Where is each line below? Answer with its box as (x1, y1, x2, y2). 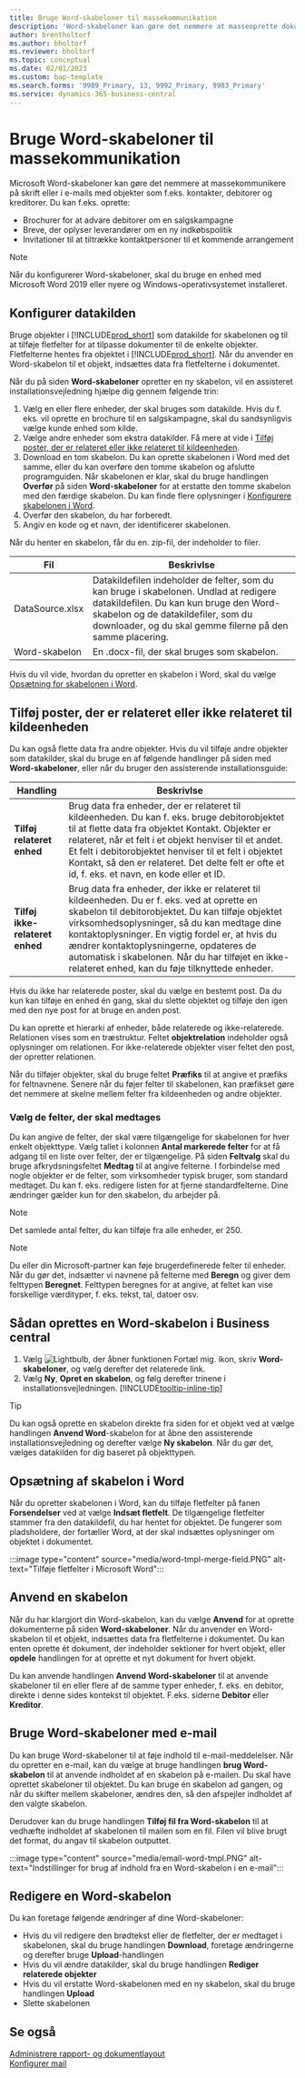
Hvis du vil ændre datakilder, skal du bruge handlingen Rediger (22, 1959, 260, 1970)
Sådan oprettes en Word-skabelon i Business (9, 1315, 271, 1330)
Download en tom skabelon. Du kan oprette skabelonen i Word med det (22, 452, 290, 463)
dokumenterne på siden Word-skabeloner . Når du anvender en (9, 1623, 248, 1634)
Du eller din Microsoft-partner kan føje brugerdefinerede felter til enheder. (9, 1260, 287, 1271)
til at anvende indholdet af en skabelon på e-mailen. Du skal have (46, 1769, 291, 1780)
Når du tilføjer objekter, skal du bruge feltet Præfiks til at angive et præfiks (9, 1069, 288, 1080)
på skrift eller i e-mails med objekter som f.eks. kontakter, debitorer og (9, 187, 272, 198)
